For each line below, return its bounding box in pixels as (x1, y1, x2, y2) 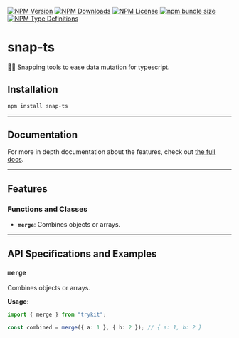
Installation (7, 83, 58, 96)
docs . (7, 155, 24, 164)
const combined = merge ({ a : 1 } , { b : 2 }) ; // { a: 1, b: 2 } (7, 324, 202, 331)
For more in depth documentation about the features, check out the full (7, 148, 216, 156)
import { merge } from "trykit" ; (7, 311, 107, 318)
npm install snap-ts (7, 102, 69, 110)
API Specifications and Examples (7, 247, 157, 260)
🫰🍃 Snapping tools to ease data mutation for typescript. (7, 63, 170, 71)
